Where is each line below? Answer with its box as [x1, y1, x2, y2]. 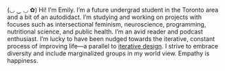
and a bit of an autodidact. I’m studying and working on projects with [7, 13, 202, 21]
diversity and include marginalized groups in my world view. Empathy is [7, 49, 210, 57]
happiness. [7, 57, 39, 64]
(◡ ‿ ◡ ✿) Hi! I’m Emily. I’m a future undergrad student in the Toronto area [7, 6, 219, 14]
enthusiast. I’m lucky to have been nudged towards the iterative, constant [7, 35, 215, 43]
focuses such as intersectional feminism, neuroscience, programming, [7, 20, 206, 28]
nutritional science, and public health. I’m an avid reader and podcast [7, 27, 203, 35]
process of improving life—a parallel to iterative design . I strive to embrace [7, 42, 219, 50]
